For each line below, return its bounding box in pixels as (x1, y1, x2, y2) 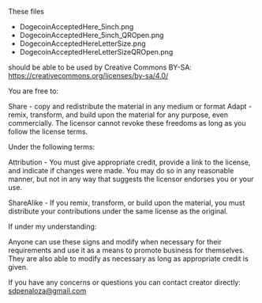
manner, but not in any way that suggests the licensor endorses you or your (8, 174, 254, 184)
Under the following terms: (8, 142, 95, 151)
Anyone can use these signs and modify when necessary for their (8, 237, 223, 246)
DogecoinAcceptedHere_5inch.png (19, 22, 134, 31)
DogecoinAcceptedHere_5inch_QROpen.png (19, 31, 164, 40)
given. (8, 263, 29, 271)
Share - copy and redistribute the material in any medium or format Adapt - (8, 102, 253, 111)
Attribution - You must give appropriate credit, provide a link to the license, (8, 157, 251, 167)
